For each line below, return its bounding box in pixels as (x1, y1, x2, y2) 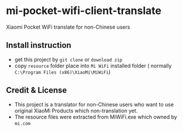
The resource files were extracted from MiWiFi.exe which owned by (14, 113, 178, 120)
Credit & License (6, 85, 67, 95)
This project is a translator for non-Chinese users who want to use (14, 101, 174, 108)
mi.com (14, 120, 31, 126)
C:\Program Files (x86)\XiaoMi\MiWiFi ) (14, 68, 111, 75)
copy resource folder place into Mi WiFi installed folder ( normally (14, 62, 172, 69)
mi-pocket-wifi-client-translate (6, 4, 161, 18)
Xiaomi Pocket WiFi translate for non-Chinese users (6, 23, 131, 30)
